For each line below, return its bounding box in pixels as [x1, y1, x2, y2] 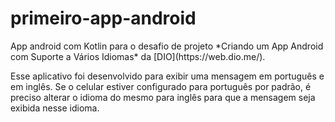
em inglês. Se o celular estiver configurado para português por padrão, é [10, 80, 312, 92]
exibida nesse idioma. [10, 102, 100, 114]
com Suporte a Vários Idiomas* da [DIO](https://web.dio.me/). [10, 50, 266, 62]
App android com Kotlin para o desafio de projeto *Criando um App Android [10, 40, 324, 52]
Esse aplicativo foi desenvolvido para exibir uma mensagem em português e [10, 70, 325, 82]
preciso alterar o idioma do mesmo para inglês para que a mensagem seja [10, 91, 316, 103]
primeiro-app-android [10, 7, 197, 30]
